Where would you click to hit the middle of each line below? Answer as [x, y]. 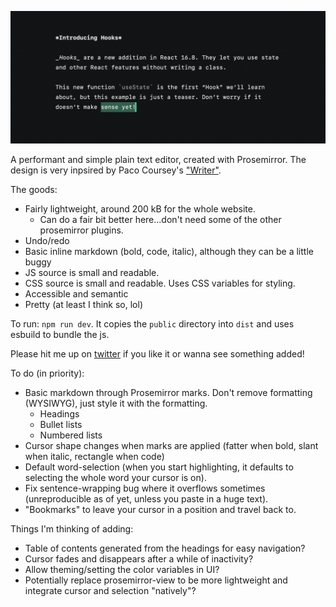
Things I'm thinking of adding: [72, 528]
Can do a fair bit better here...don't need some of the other [160, 219]
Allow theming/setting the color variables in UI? [122, 569]
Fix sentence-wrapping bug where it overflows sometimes [145, 488]
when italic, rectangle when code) [94, 456]
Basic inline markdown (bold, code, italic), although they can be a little [169, 251]
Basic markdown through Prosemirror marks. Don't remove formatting [168, 392]
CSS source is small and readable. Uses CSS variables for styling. [160, 283]
